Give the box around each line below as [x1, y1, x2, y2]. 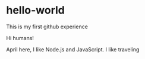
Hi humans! [6, 34, 34, 41]
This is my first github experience [6, 23, 88, 30]
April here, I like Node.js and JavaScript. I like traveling [6, 45, 140, 53]
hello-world [6, 4, 65, 17]
